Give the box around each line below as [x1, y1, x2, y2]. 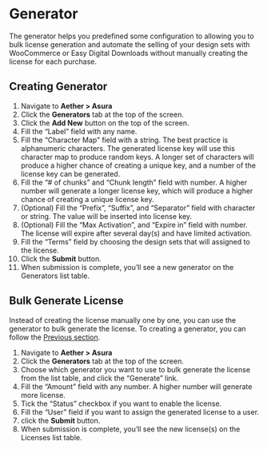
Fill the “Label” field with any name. [20, 126, 137, 136]
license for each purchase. [9, 57, 98, 66]
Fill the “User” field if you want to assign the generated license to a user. [20, 407, 259, 416]
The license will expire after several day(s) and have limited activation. [20, 228, 253, 238]
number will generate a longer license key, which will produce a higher [20, 185, 253, 196]
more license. [20, 390, 66, 399]
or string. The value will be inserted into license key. [20, 211, 193, 221]
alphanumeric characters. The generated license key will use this [20, 143, 235, 153]
